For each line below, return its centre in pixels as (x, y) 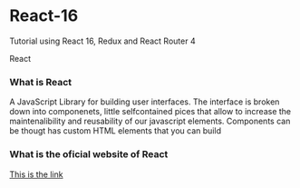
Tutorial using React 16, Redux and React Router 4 (103, 41)
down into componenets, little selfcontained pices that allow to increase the (150, 112)
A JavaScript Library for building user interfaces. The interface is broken (145, 102)
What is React (41, 82)
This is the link (36, 174)
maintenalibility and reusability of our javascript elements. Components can (150, 121)
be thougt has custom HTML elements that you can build (116, 131)
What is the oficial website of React (89, 154)
